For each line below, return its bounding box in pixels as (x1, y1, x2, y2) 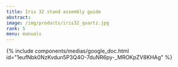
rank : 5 (6, 25, 26, 32)
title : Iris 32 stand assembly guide (6, 8, 101, 15)
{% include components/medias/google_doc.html (6, 47, 129, 54)
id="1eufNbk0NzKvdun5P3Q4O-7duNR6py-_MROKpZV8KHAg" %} (6, 54, 173, 61)
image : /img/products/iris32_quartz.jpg (6, 20, 110, 26)
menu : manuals (6, 31, 42, 37)
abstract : (6, 14, 31, 20)
